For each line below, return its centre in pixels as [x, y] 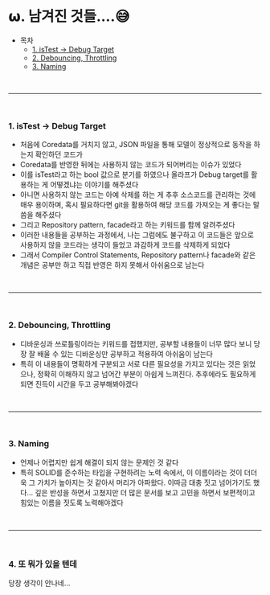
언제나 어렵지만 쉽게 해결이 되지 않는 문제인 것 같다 [99, 462]
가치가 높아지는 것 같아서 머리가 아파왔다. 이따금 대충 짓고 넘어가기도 [144, 482]
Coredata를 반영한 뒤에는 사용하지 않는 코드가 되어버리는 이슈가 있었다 [131, 165]
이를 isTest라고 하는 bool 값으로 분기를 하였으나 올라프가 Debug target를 [134, 174]
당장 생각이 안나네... [39, 583]
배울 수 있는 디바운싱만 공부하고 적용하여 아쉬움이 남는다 [125, 354]
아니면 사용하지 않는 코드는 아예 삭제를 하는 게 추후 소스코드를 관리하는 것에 [138, 195]
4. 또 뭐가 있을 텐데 [43, 564]
